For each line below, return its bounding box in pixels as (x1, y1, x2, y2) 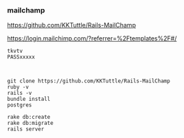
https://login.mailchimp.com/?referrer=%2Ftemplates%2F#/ (7, 34, 177, 43)
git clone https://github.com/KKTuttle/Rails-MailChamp (7, 78, 170, 84)
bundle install (7, 95, 51, 103)
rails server (7, 126, 45, 133)
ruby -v (7, 84, 30, 91)
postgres (7, 102, 32, 108)
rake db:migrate (7, 119, 54, 127)
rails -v (7, 90, 32, 97)
